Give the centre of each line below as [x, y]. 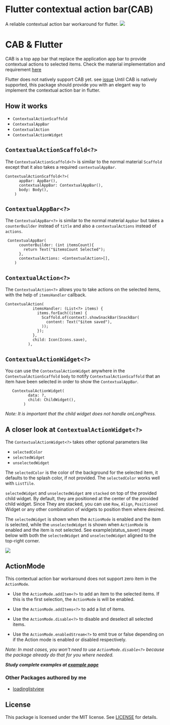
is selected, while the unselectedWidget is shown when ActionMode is [77, 524]
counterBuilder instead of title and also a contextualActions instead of [81, 226]
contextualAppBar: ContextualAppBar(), [61, 185]
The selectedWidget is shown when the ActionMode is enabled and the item [83, 519]
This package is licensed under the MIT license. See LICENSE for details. [81, 717]
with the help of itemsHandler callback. [46, 295]
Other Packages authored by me [46, 678]
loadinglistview [28, 689]
